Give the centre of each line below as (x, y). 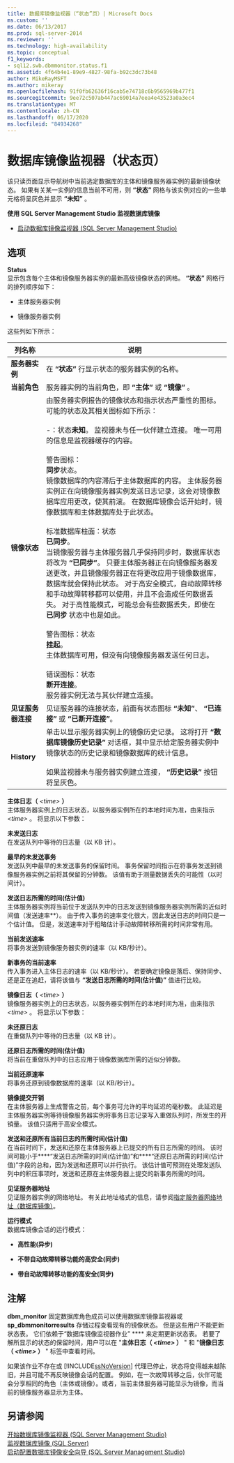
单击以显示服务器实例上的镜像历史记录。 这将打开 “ (130, 732)
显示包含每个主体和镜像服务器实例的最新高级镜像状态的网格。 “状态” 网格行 (116, 278)
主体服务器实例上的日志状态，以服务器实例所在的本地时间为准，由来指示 (111, 810)
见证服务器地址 (29, 1189)
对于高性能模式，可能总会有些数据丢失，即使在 (139, 604)
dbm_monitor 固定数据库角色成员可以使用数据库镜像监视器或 (95, 1316)
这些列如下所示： (32, 332)
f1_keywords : (26, 59)
